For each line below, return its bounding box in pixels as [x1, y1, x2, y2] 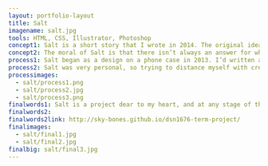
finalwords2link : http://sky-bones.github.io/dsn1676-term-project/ [8, 116, 241, 124]
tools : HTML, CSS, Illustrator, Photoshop [8, 34, 152, 42]
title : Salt [8, 19, 48, 27]
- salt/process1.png [15, 78, 84, 86]
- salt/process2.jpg [15, 85, 84, 94]
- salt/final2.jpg [15, 137, 77, 146]
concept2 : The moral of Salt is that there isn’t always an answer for [8, 49, 251, 57]
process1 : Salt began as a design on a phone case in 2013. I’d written [8, 57, 255, 65]
